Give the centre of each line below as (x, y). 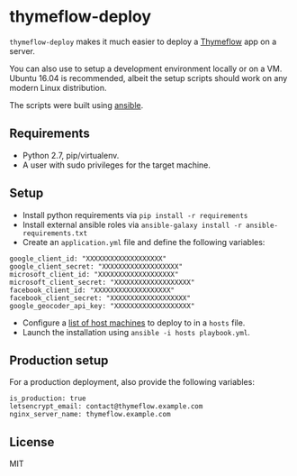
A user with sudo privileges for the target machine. (117, 165)
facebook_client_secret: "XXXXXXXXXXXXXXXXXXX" (100, 298)
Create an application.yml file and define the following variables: (144, 242)
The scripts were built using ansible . (76, 105)
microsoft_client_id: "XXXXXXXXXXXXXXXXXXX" (94, 274)
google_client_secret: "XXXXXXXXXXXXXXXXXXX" (96, 266)
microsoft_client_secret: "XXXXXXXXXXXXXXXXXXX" (102, 282)
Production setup (59, 360)
